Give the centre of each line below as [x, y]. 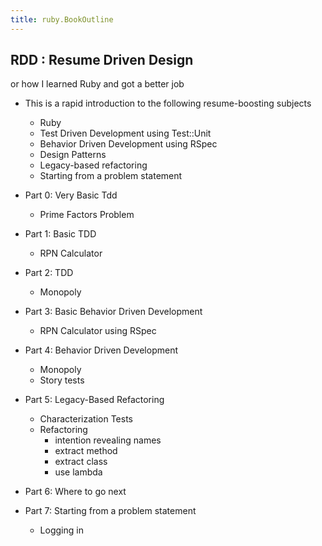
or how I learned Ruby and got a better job [97, 84]
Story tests [62, 380]
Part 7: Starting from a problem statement [110, 511]
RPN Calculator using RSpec [98, 331]
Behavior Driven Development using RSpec [128, 144]
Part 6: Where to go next [75, 492]
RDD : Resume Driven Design [102, 60]
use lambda [78, 472]
